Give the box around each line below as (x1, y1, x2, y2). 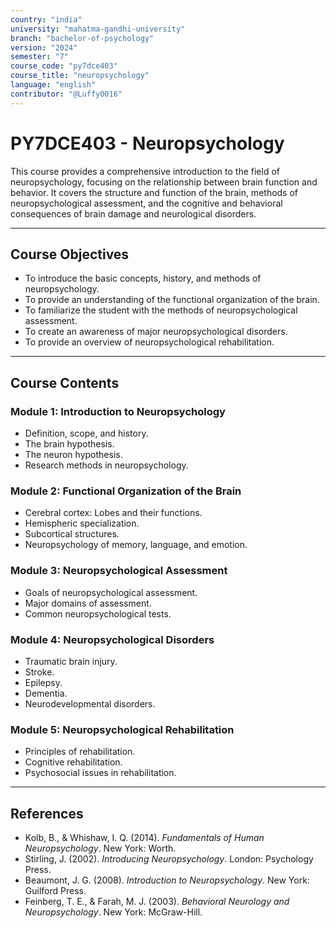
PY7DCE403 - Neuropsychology (10, 132, 285, 155)
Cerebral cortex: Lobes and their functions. (24, 507, 203, 519)
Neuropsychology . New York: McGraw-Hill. (24, 906, 203, 918)
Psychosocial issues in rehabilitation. (24, 767, 177, 779)
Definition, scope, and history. (24, 427, 149, 440)
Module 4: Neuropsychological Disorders (10, 632, 215, 646)
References (10, 805, 84, 822)
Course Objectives (10, 246, 130, 263)
